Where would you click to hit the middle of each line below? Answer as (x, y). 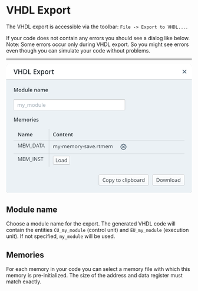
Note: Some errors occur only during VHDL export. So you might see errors (98, 44)
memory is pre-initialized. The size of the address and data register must (94, 276)
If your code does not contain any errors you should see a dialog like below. (98, 38)
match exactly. (24, 282)
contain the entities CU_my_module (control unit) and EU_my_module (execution (98, 230)
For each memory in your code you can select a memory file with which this (98, 269)
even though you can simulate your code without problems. (78, 50)
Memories (25, 255)
